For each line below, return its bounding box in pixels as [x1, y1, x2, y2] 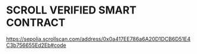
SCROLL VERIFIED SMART [6, 4, 137, 17]
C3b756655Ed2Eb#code [6, 42, 67, 49]
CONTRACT [6, 16, 66, 29]
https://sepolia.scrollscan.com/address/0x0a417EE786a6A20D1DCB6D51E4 [6, 35, 191, 42]
